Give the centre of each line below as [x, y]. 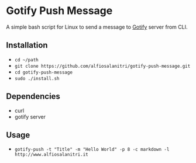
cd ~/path [27, 60]
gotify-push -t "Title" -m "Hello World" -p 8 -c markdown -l [92, 150]
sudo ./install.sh [37, 78]
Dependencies [33, 97]
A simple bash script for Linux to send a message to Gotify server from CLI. [97, 27]
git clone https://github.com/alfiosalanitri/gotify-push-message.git [102, 66]
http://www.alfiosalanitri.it [51, 155]
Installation [27, 45]
